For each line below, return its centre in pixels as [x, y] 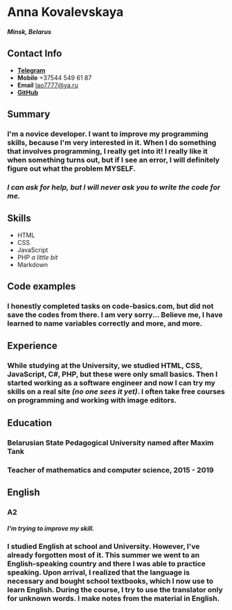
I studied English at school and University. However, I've [104, 547]
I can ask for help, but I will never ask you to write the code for [114, 187]
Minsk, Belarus [29, 31]
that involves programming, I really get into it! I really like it [107, 151]
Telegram [31, 70]
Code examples [42, 286]
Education [30, 423]
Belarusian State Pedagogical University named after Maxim [110, 443]
